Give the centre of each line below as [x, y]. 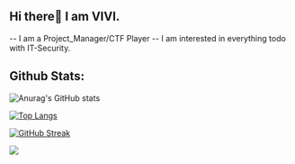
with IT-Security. [40, 48]
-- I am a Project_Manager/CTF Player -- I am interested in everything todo [147, 38]
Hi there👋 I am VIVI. [65, 17]
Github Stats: [47, 76]
